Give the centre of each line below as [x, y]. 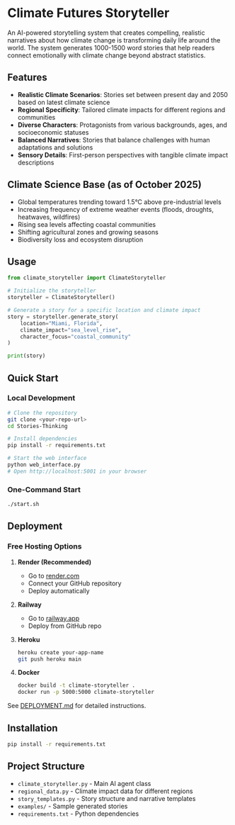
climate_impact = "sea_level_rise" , [71, 330]
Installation [33, 728]
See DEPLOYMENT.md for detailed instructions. [77, 706]
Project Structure [46, 767]
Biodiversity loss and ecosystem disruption [80, 240]
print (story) [27, 356]
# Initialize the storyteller [52, 291]
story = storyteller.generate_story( [63, 317]
